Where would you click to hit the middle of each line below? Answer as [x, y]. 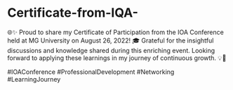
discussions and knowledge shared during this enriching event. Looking [111, 50]
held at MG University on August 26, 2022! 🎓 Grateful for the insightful [111, 40]
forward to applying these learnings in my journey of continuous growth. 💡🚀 [117, 58]
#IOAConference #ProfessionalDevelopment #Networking [91, 72]
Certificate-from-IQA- [73, 13]
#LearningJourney [34, 79]
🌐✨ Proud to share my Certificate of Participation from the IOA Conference [116, 32]
